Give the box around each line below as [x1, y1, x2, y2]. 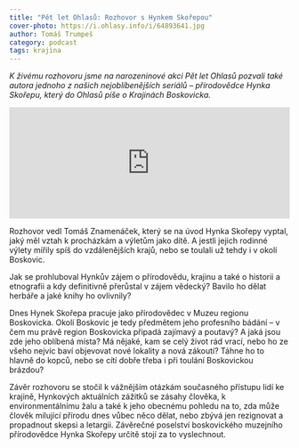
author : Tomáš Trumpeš [9, 29, 93, 38]
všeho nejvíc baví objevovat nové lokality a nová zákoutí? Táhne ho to [9, 346, 265, 356]
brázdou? [9, 364, 44, 375]
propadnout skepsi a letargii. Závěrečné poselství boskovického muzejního [9, 419, 283, 430]
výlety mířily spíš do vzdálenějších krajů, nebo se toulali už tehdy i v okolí [9, 245, 278, 256]
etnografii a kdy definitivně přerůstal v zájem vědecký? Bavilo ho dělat [9, 281, 267, 292]
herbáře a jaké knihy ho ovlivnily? [9, 290, 132, 301]
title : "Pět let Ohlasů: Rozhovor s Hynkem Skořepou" [9, 12, 214, 22]
